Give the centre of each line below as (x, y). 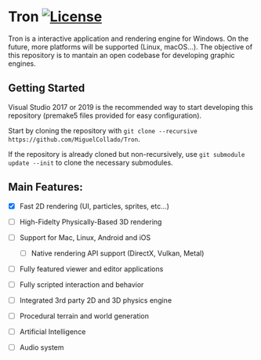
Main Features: (46, 187)
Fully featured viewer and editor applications (91, 269)
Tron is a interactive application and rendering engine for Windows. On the (129, 38)
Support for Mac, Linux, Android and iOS (85, 237)
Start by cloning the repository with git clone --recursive (103, 130)
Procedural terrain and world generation (84, 316)
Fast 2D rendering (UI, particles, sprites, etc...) (94, 206)
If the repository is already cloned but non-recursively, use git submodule (127, 154)
